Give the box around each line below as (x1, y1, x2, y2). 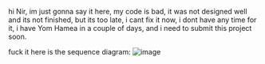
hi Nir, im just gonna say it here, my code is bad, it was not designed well (8, 7, 247, 16)
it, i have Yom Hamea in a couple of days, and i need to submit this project (8, 24, 252, 32)
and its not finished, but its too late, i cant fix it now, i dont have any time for (8, 15, 257, 24)
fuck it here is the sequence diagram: (8, 47, 132, 56)
